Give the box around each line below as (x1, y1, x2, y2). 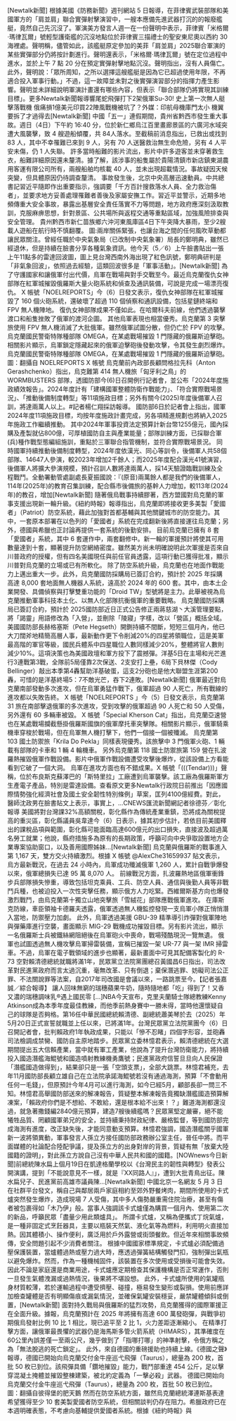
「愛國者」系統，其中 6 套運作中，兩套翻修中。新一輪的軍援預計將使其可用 (7, 535, 224, 542)
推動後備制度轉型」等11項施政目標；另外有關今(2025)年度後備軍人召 (25, 394, 223, 402)
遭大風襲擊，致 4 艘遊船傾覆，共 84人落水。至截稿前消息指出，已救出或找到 (7, 130, 228, 137)
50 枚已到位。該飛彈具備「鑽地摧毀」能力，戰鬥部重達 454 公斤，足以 (15, 1363, 218, 1370)
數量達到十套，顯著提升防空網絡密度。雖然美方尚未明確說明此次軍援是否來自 (7, 543, 229, 552)
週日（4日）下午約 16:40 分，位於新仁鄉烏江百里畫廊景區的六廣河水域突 (19, 120, 228, 129)
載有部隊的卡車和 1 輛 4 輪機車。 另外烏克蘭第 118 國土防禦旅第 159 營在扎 (7, 746, 221, 754)
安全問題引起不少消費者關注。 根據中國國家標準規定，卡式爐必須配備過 (19, 1239, 225, 1247)
